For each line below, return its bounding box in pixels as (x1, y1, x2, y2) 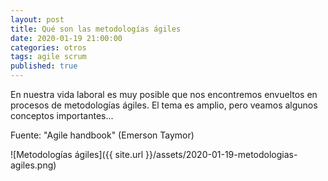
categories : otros (10, 42, 87, 53)
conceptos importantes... (10, 110, 114, 121)
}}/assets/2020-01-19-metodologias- (145, 149, 298, 160)
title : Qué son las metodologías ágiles (10, 24, 182, 34)
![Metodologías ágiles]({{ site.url (10, 149, 144, 160)
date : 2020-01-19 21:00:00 (10, 33, 123, 43)
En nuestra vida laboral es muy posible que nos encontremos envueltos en (10, 89, 318, 100)
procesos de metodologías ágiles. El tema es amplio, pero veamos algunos (10, 99, 318, 111)
